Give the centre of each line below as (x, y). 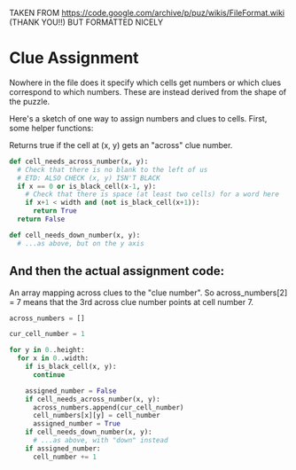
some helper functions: (51, 128)
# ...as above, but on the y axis (81, 243)
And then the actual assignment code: (117, 271)
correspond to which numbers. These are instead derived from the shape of (148, 91)
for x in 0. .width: (53, 358)
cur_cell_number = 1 (47, 334)
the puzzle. (30, 101)
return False (41, 219)
